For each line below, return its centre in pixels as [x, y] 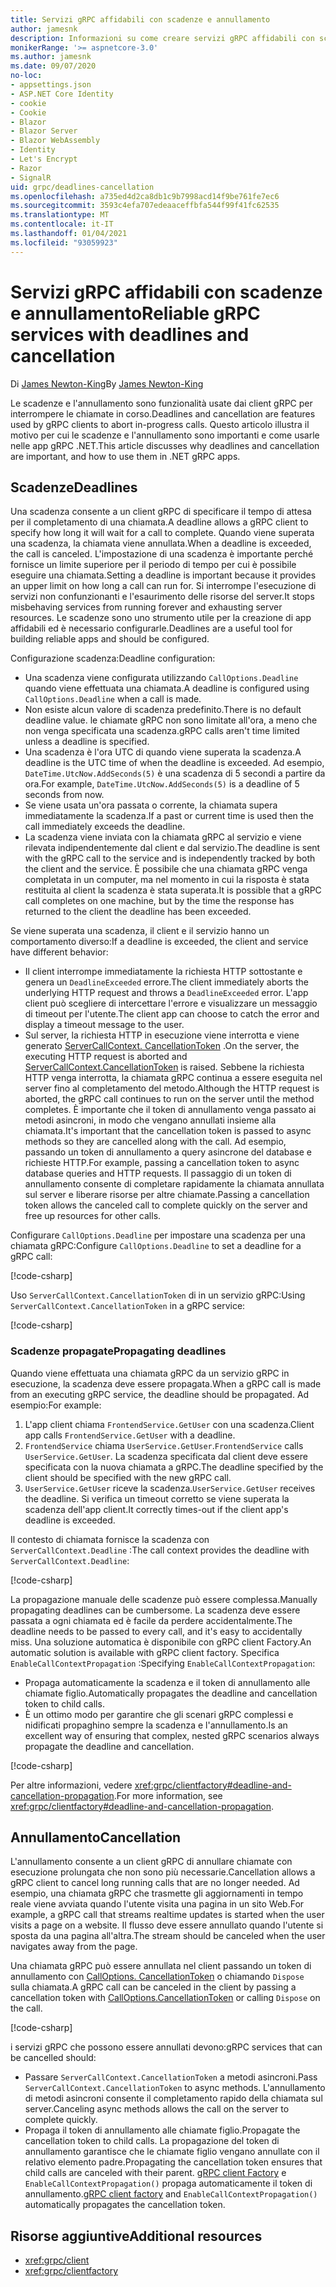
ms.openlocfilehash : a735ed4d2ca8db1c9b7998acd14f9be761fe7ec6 [145, 196]
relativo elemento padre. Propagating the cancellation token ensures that [173, 2162]
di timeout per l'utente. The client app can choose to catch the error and [172, 1014]
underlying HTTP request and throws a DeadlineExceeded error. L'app [166, 993]
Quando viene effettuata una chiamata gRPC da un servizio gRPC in [150, 1373]
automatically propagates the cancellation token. [125, 2205]
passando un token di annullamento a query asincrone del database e [168, 1152]
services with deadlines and [130, 334]
